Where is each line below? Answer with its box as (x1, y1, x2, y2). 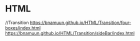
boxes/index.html (5, 24, 41, 30)
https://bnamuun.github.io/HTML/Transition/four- (29, 19, 131, 25)
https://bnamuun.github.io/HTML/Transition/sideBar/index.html (5, 30, 135, 36)
